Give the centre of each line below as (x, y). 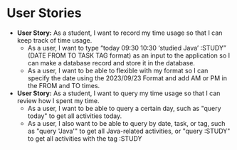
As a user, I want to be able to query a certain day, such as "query (124, 108)
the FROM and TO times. (64, 85)
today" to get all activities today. (75, 116)
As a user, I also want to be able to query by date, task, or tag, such (126, 123)
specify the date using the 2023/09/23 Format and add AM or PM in (127, 78)
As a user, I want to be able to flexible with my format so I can (118, 70)
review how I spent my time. (58, 100)
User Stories (44, 13)
